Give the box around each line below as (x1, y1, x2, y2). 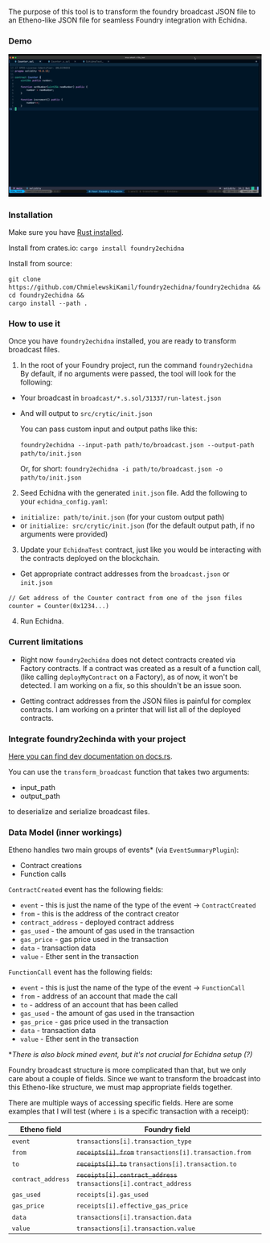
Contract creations (19, 861, 83, 871)
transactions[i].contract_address (76, 1179, 192, 1187)
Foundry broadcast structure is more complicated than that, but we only (8, 1065, 247, 1075)
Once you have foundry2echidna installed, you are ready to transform (8, 336, 237, 346)
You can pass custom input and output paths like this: (19, 424, 198, 434)
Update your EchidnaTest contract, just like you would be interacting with (19, 545, 262, 554)
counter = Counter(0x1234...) (8, 603, 110, 611)
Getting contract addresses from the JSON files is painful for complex (19, 696, 252, 706)
